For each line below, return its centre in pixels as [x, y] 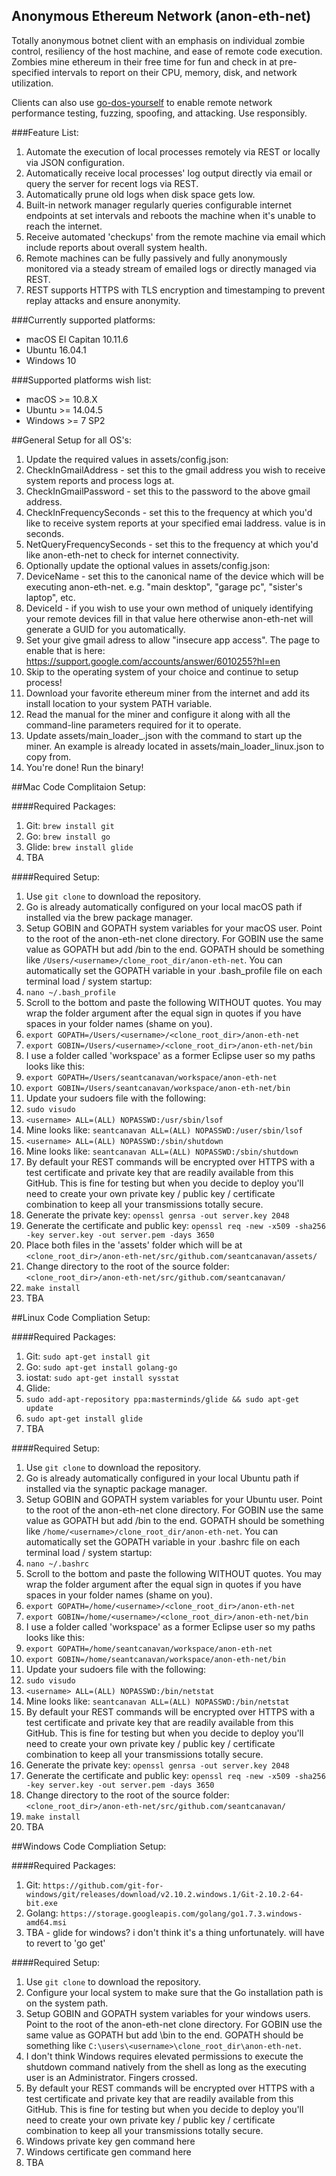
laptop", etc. [50, 597]
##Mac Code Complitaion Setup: [78, 786]
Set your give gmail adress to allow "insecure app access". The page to [173, 640]
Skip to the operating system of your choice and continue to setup [162, 671]
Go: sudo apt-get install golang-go [101, 1366]
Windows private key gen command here [110, 2141]
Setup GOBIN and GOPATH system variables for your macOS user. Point [174, 928]
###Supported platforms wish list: [81, 380]
